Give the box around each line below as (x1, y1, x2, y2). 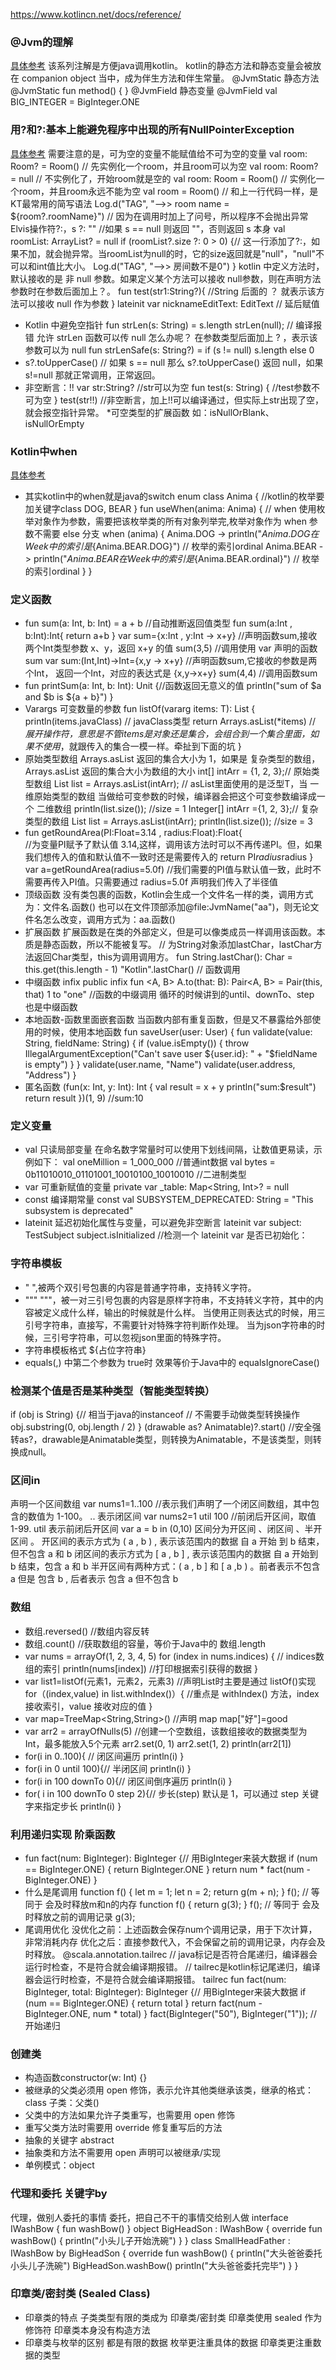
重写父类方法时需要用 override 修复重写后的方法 (24, 2122, 223, 2134)
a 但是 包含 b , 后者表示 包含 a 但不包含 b (10, 1573, 179, 1585)
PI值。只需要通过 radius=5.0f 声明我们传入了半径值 (68, 876, 279, 888)
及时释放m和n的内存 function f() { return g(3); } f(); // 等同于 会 (53, 1898, 312, 1910)
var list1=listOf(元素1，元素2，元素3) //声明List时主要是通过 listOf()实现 (24, 1675, 317, 1687)
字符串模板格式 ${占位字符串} (24, 1344, 147, 1356)
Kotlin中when (10, 444, 78, 458)
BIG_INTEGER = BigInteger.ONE (10, 96, 140, 108)
